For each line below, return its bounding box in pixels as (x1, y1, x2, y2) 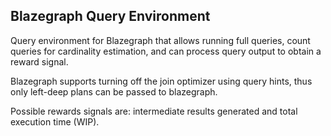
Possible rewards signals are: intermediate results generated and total (10, 105, 298, 117)
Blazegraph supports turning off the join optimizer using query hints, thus (10, 75, 313, 87)
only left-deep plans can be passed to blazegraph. (10, 85, 218, 98)
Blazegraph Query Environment (10, 8, 211, 25)
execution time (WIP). (10, 115, 100, 128)
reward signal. (10, 55, 69, 68)
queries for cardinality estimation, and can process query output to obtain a (10, 45, 322, 57)
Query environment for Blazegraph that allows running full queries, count (10, 34, 311, 46)
